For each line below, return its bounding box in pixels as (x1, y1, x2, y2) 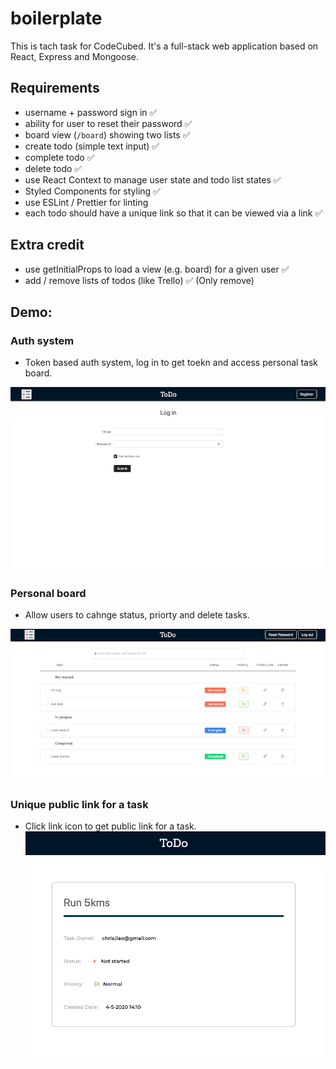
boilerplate (10, 7, 103, 30)
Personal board (10, 586, 87, 600)
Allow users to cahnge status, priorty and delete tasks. (24, 609, 250, 621)
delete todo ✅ (24, 162, 83, 174)
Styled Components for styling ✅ (24, 185, 161, 197)
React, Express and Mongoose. (10, 50, 139, 62)
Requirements (10, 80, 100, 97)
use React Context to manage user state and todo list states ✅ (24, 173, 282, 186)
